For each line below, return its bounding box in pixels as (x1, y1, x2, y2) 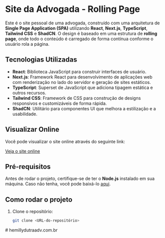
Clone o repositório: (12, 209, 53, 215)
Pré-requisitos (5, 162, 51, 171)
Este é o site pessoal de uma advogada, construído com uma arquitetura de (5, 20, 160, 26)
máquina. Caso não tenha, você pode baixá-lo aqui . (5, 181, 111, 187)
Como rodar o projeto (5, 195, 73, 204)
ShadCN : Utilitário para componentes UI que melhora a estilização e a (12, 105, 156, 111)
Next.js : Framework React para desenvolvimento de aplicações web (12, 74, 153, 80)
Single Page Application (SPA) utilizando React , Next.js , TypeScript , (5, 25, 148, 31)
